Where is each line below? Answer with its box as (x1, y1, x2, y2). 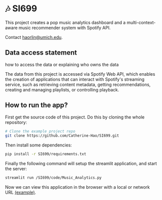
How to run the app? (5, 101, 68, 110)
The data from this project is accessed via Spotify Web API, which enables (5, 71, 156, 77)
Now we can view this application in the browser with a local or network (5, 184, 150, 190)
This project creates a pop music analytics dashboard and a (5, 19, 126, 25)
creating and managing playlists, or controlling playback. (5, 86, 119, 92)
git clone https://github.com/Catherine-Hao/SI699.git (5, 133, 119, 138)
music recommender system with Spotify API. (19, 25, 111, 30)
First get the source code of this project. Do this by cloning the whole (5, 114, 145, 120)
